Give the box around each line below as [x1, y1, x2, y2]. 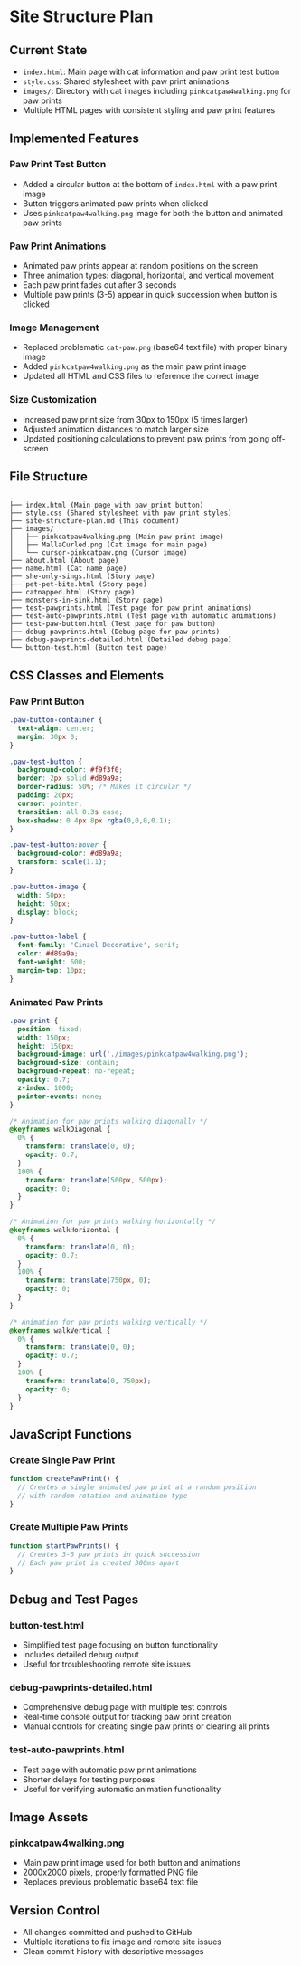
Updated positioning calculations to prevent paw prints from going [22, 432, 270, 444]
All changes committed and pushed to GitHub [22, 1927, 193, 1938]
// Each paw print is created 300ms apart [17, 1558, 180, 1567]
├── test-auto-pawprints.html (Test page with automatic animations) [9, 612, 277, 621]
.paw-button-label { [9, 932, 88, 942]
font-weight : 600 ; [17, 957, 88, 966]
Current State [9, 43, 88, 58]
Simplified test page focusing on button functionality [22, 1639, 219, 1650]
